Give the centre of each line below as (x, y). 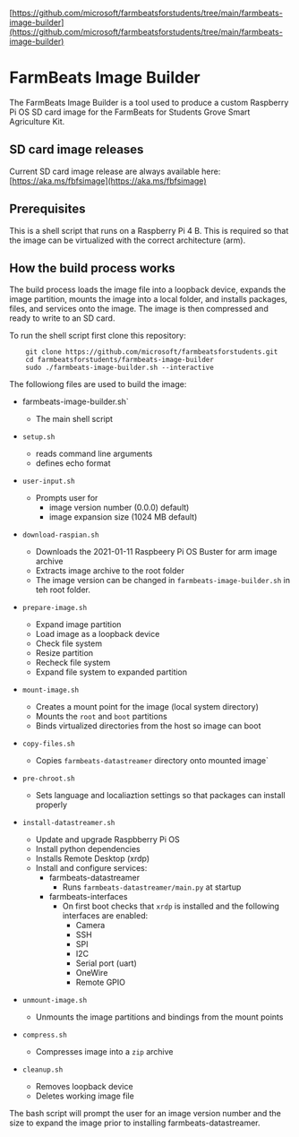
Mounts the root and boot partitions (101, 717)
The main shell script (74, 419)
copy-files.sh (48, 744)
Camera (90, 926)
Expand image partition (78, 624)
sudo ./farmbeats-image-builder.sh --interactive (120, 368)
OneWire (92, 973)
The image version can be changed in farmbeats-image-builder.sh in (163, 581)
